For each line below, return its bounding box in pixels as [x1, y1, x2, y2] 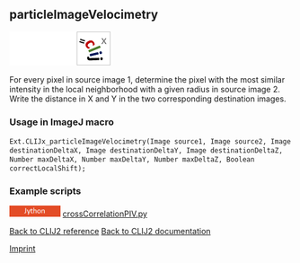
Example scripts [9, 185, 82, 197]
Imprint [9, 243, 36, 254]
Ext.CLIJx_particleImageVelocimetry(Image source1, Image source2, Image [9, 137, 292, 146]
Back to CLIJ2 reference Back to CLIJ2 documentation [9, 226, 211, 237]
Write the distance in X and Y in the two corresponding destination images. [9, 93, 287, 104]
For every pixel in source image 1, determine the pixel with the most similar [9, 74, 286, 84]
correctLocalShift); [9, 164, 87, 173]
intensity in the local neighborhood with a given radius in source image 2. [9, 83, 281, 94]
